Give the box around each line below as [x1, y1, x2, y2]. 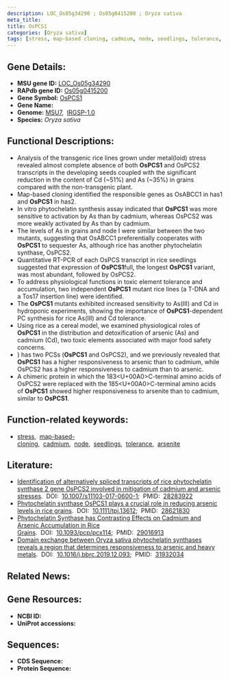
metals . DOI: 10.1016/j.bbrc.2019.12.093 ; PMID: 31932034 [16, 550, 184, 559]
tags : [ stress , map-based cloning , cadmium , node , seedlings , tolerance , [7, 36, 222, 43]
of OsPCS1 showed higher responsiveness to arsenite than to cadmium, [16, 387, 220, 395]
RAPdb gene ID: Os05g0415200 [16, 86, 108, 95]
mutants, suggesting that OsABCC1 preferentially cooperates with [16, 234, 203, 242]
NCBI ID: [16, 612, 42, 620]
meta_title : [7, 16, 41, 23]
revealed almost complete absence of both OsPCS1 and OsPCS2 [16, 160, 200, 169]
